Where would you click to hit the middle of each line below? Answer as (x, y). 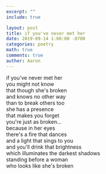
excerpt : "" (21, 12)
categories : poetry (30, 44)
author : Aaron (24, 61)
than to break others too (35, 103)
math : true (19, 50)
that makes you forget (33, 115)
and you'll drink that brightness (44, 147)
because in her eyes (31, 128)
